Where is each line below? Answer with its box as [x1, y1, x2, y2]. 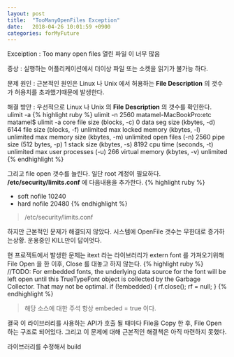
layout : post [7, 10, 45, 17]
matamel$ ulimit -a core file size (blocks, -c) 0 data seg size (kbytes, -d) [7, 118, 216, 126]
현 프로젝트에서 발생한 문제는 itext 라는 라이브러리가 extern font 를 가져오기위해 [7, 251, 225, 259]
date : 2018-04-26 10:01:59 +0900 [7, 23, 111, 30]
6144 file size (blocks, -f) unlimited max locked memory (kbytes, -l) [7, 126, 201, 134]
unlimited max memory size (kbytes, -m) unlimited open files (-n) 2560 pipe [7, 133, 226, 142]
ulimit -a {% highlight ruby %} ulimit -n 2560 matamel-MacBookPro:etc [7, 111, 212, 119]
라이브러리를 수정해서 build [7, 342, 82, 351]
